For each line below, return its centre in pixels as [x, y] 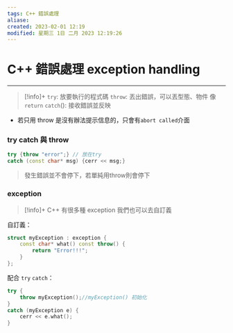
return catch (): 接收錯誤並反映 [67, 106]
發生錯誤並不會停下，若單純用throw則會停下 [87, 175]
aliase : [18, 20]
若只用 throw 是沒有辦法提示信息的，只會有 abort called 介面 [104, 120]
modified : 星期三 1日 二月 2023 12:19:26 [65, 33]
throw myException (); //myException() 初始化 [84, 297]
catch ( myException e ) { [43, 310]
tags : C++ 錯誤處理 [33, 14]
